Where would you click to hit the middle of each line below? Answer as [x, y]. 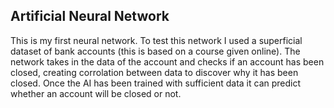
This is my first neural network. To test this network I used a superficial [156, 40]
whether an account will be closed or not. [96, 93]
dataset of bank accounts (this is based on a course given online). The [155, 51]
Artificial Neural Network [90, 16]
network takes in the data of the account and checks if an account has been [167, 61]
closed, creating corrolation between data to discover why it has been [154, 72]
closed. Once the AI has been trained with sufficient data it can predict [156, 83]
